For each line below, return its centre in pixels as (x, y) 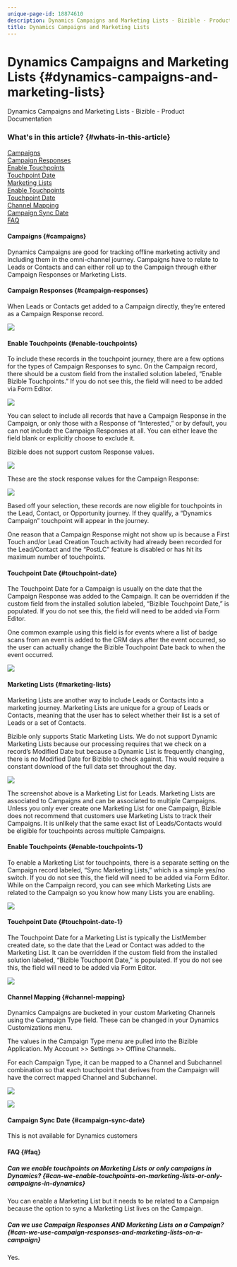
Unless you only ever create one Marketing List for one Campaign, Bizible (114, 808)
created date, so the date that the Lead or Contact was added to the (106, 945)
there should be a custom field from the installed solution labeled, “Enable (115, 374)
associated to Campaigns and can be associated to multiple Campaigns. (112, 800)
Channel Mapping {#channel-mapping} (66, 997)
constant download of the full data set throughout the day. (92, 766)
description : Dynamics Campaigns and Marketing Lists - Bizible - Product (120, 20)
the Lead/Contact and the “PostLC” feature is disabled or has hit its (105, 550)
